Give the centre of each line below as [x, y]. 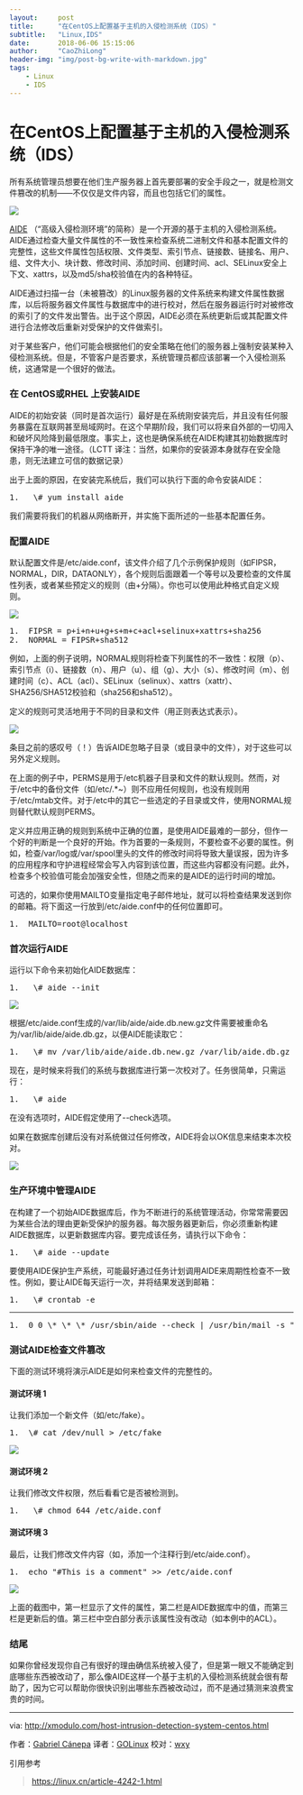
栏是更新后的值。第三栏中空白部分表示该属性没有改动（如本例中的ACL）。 [146, 1618]
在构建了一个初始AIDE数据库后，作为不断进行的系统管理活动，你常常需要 [145, 1212]
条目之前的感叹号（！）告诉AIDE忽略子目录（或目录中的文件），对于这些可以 [151, 747]
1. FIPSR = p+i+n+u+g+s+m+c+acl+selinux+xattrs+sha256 [135, 631]
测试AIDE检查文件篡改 [57, 1350]
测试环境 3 [29, 1533]
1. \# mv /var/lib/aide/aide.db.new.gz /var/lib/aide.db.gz [150, 1052]
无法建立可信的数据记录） [80, 460]
